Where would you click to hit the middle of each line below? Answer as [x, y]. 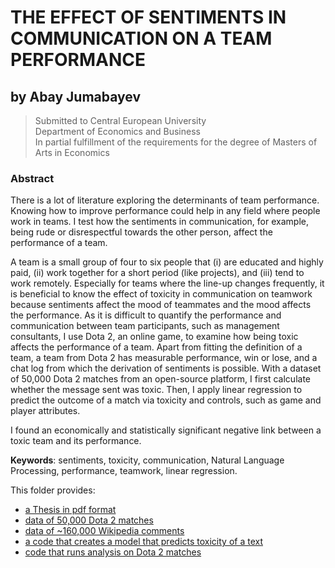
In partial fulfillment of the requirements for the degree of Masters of [176, 142]
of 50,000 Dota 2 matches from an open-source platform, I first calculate [161, 379]
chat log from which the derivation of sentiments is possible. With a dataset [166, 368]
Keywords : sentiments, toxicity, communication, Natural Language [147, 460]
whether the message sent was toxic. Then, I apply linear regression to [156, 390]
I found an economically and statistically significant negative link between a [166, 430]
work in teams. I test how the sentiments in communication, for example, [159, 222]
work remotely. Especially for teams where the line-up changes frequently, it [167, 283]
